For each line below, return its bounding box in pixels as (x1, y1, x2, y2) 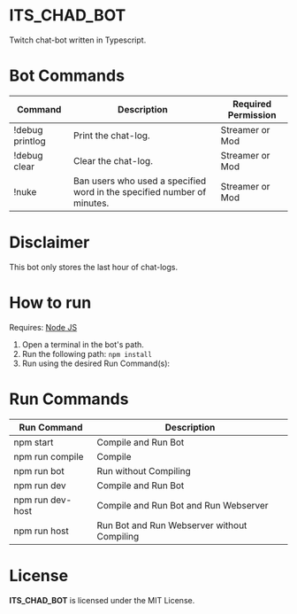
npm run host (13, 525, 69, 537)
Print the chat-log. (73, 129, 150, 142)
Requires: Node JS (9, 322, 78, 332)
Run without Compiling (96, 464, 192, 477)
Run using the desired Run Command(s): (21, 358, 171, 369)
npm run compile (13, 450, 84, 462)
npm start (13, 436, 54, 448)
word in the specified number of (73, 185, 207, 198)
